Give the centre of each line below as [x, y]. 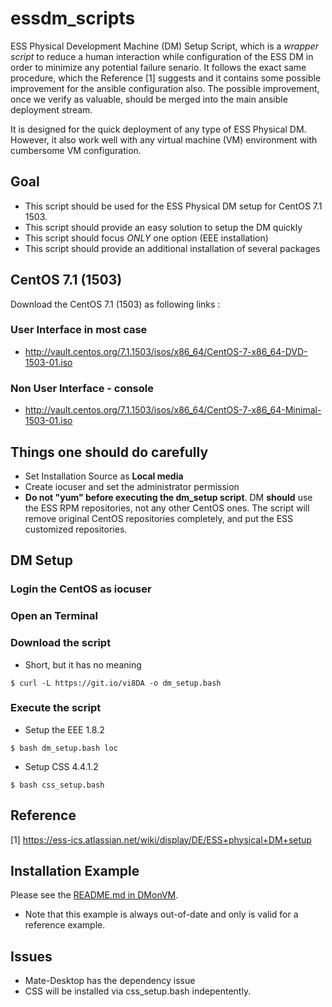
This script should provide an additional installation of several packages [172, 248]
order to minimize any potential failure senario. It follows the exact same [158, 67]
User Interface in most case [79, 330]
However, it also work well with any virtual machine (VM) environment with [164, 139]
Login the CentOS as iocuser [81, 589]
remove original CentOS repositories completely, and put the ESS [159, 518]
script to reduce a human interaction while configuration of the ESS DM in [162, 56]
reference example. [65, 925]
